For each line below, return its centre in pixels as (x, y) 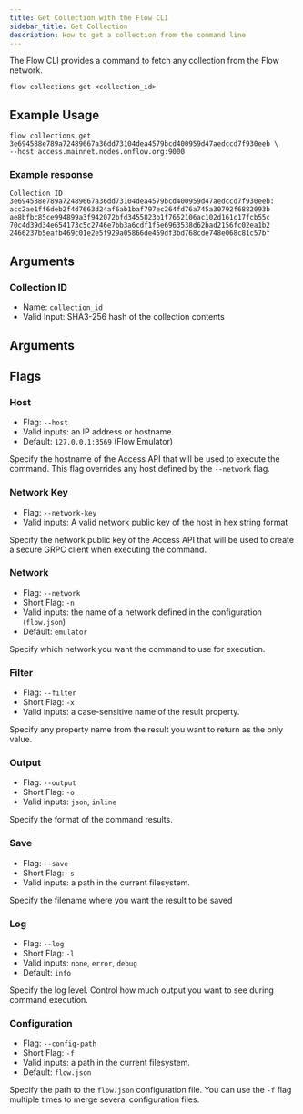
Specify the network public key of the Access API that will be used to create (151, 539)
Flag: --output (50, 782)
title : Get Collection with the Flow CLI (89, 18)
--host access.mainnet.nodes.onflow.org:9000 (97, 152)
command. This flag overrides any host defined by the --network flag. (140, 469)
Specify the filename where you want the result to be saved (121, 900)
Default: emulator (55, 631)
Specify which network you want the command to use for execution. (137, 649)
